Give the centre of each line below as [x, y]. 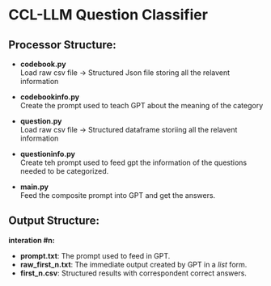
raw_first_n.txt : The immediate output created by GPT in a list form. [133, 264]
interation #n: [32, 240]
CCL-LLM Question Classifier [108, 15]
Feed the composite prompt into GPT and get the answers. [118, 195]
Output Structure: [54, 221]
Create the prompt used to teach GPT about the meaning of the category [142, 105]
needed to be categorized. [64, 171]
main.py [34, 187]
